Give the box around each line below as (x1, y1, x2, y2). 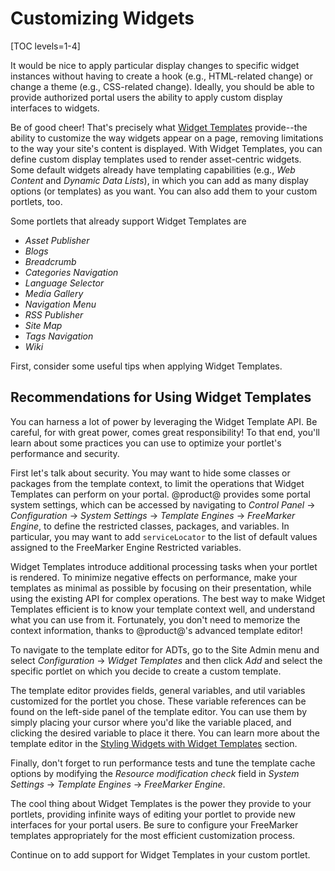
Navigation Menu (24, 298, 97, 310)
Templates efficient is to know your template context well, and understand (10, 603, 315, 615)
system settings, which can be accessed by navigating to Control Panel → (10, 498, 316, 511)
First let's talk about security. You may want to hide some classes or (10, 467, 291, 479)
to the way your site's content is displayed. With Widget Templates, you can (10, 142, 323, 154)
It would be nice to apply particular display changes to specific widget (10, 59, 300, 71)
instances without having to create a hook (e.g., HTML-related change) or (10, 70, 313, 82)
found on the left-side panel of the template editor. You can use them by (10, 705, 308, 717)
